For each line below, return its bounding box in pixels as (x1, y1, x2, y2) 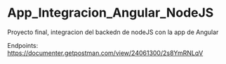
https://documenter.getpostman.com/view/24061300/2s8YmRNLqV (7, 49, 204, 57)
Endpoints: (7, 41, 39, 49)
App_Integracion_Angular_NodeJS (7, 5, 214, 21)
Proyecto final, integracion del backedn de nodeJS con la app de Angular (7, 28, 219, 36)
